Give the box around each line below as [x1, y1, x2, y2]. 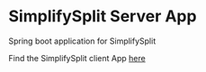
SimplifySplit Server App [8, 6, 197, 27]
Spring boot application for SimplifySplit [8, 36, 157, 46]
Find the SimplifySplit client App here [8, 52, 146, 63]
